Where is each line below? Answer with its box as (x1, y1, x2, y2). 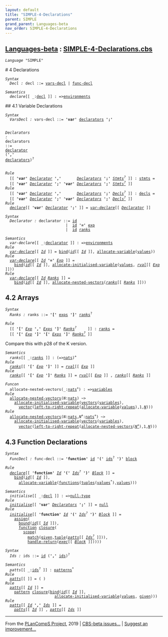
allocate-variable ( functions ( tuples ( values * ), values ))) (18, 479, 137, 485)
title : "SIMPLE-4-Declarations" (5, 12, 72, 17)
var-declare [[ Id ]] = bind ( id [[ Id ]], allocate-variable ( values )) (9, 249, 155, 254)
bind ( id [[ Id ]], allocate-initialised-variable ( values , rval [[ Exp (14, 262, 160, 267)
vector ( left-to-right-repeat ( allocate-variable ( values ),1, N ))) (18, 405, 153, 410)
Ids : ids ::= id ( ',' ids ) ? (9, 553, 70, 558)
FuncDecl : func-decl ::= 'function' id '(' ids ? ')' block (9, 456, 137, 462)
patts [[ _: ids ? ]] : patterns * (9, 567, 74, 573)
